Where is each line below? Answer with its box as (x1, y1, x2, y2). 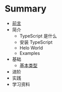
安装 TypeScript (19, 39, 53, 45)
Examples (19, 50, 40, 56)
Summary (5, 3, 46, 15)
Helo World (19, 45, 43, 51)
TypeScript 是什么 (19, 33, 57, 39)
